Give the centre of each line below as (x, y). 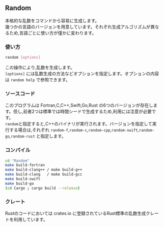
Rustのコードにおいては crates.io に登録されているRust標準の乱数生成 (76, 213)
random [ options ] (23, 58)
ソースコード (20, 94)
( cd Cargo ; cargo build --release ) (42, 188)
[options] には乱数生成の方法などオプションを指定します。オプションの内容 (82, 73)
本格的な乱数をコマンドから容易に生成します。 (52, 20)
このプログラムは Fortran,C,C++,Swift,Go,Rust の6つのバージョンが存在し (79, 105)
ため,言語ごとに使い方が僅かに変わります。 (53, 33)
